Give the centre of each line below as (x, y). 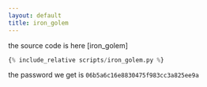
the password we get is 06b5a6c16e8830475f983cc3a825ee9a (103, 75)
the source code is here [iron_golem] (68, 45)
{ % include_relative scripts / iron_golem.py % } (86, 60)
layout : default (35, 15)
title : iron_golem (38, 23)
